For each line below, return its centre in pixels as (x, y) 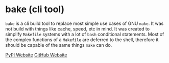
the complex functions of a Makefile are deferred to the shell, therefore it (82, 40)
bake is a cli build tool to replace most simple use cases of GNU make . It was (84, 23)
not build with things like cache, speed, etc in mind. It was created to (77, 28)
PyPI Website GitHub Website (36, 55)
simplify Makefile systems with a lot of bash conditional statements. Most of (85, 34)
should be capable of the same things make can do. (59, 45)
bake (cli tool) (35, 9)
